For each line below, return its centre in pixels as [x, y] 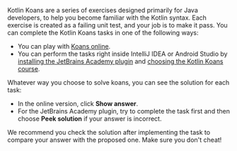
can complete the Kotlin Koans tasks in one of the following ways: [103, 32]
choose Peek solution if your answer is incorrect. [89, 119]
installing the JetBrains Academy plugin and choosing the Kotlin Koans [120, 61]
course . [29, 69]
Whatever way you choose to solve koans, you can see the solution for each [118, 83]
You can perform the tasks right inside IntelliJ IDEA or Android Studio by [122, 54]
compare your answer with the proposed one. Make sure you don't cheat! [115, 140]
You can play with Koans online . [64, 46]
